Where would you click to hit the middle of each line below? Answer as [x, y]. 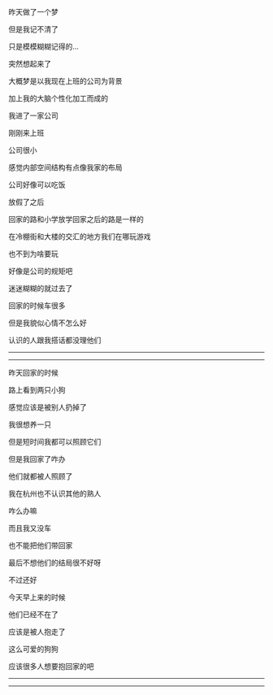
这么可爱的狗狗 [33, 649]
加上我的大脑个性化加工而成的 [58, 98]
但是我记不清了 [33, 29]
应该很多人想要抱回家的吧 [51, 666]
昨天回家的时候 [33, 373]
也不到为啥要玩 [33, 254]
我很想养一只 [30, 424]
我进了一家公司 [33, 115]
